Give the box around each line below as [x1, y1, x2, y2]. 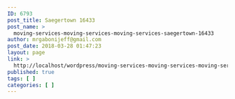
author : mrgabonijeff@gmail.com [7, 36, 101, 43]
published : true [7, 68, 55, 75]
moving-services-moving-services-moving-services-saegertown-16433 [13, 29, 215, 37]
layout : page [7, 49, 45, 56]
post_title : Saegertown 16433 [7, 17, 96, 24]
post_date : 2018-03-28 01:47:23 [7, 43, 101, 49]
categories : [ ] [7, 82, 55, 89]
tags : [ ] [7, 75, 36, 82]
